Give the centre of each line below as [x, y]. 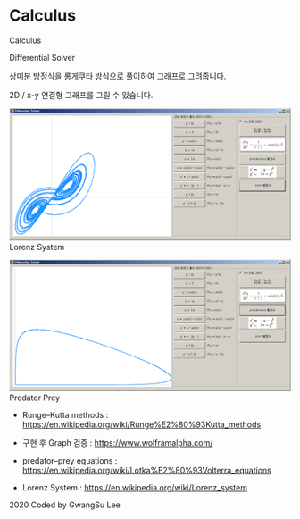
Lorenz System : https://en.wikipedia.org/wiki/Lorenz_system [135, 488]
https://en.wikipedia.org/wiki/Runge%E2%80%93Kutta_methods [142, 424]
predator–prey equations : [70, 461]
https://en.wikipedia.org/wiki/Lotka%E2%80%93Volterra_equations [147, 471]
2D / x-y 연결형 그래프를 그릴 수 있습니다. [81, 95]
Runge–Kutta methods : [65, 415]
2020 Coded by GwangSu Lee [65, 505]
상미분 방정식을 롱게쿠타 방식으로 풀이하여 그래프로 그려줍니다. [118, 76]
